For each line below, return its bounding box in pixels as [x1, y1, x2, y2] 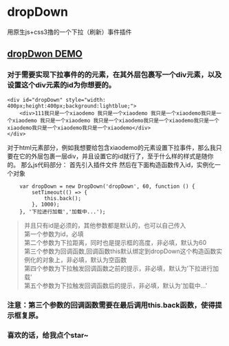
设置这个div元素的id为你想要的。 [7, 80, 116, 90]
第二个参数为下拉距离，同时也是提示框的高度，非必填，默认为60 [23, 238, 207, 246]
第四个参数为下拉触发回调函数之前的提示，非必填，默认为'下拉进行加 [23, 264, 219, 272]
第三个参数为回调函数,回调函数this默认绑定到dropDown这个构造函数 [23, 247, 217, 255]
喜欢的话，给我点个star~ [7, 331, 89, 340]
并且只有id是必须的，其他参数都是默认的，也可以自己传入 [23, 221, 186, 229]
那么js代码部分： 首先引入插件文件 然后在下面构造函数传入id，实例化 [20, 160, 215, 169]
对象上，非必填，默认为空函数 [42, 255, 127, 263]
